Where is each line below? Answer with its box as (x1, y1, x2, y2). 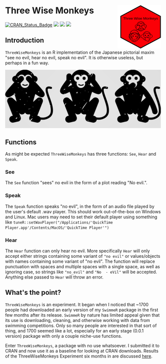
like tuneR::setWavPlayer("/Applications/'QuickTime (5, 219, 113, 225)
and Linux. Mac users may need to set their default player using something (5, 214, 157, 220)
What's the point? (5, 288, 62, 297)
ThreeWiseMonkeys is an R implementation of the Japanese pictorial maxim (5, 49, 155, 55)
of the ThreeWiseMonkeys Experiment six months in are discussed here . (5, 353, 153, 359)
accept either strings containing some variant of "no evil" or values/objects (5, 253, 161, 259)
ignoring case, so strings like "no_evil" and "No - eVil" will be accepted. (5, 269, 157, 275)
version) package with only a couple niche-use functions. (5, 333, 123, 339)
